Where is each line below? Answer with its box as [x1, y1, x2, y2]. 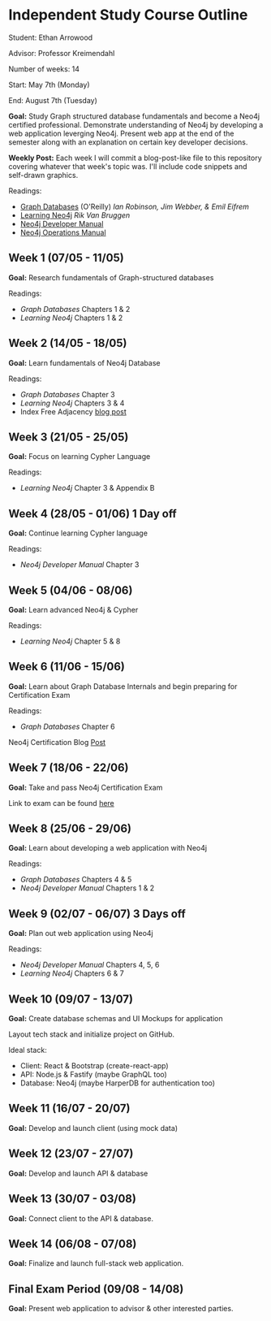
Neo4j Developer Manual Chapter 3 [19, 560, 140, 570]
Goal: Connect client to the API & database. [8, 1213, 154, 1224]
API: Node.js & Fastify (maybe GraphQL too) [19, 1070, 168, 1080]
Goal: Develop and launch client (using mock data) [8, 1123, 179, 1133]
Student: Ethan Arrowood [8, 32, 93, 42]
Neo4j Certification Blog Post [8, 737, 106, 747]
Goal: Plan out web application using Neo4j [8, 929, 153, 938]
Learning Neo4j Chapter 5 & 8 [19, 636, 121, 646]
